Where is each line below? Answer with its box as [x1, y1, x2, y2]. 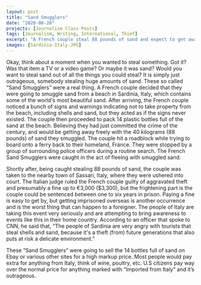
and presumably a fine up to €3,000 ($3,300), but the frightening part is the [6, 184, 193, 191]
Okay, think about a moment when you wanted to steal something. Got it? [6, 58, 187, 66]
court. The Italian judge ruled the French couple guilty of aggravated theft [6, 177, 188, 185]
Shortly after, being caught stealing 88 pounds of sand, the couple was [6, 165, 181, 172]
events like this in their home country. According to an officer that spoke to [6, 216, 190, 223]
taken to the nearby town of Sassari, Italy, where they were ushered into [6, 171, 184, 179]
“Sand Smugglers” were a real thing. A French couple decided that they [6, 84, 182, 91]
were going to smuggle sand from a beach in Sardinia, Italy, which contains [6, 90, 191, 97]
